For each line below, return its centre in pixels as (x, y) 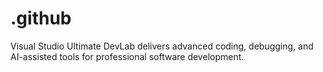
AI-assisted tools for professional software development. (127, 56)
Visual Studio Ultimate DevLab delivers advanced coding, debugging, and (162, 46)
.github (41, 18)
